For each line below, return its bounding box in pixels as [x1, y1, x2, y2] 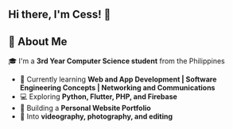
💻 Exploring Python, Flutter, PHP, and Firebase [19, 92, 177, 101]
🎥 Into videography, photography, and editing [19, 112, 173, 121]
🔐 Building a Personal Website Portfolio [19, 104, 151, 113]
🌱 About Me [8, 35, 68, 48]
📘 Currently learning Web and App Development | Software [19, 74, 217, 84]
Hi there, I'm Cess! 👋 [8, 8, 111, 21]
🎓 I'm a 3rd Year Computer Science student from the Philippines [8, 56, 225, 66]
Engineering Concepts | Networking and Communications [19, 83, 216, 93]
